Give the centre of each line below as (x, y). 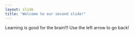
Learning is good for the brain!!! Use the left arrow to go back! (67, 27)
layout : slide (19, 9)
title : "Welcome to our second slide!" (46, 14)
